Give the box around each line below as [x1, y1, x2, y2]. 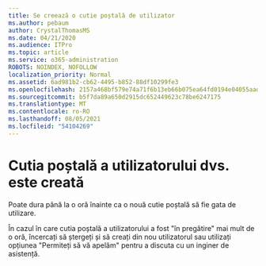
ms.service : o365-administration [8, 56, 119, 64]
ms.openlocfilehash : [8, 85, 77, 94]
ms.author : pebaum [8, 19, 69, 27]
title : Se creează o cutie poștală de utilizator [8, 11, 176, 20]
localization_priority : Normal [8, 71, 112, 79]
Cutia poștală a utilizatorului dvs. [8, 156, 230, 175]
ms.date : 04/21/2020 [8, 33, 77, 42]
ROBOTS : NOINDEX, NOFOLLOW [8, 64, 97, 71]
